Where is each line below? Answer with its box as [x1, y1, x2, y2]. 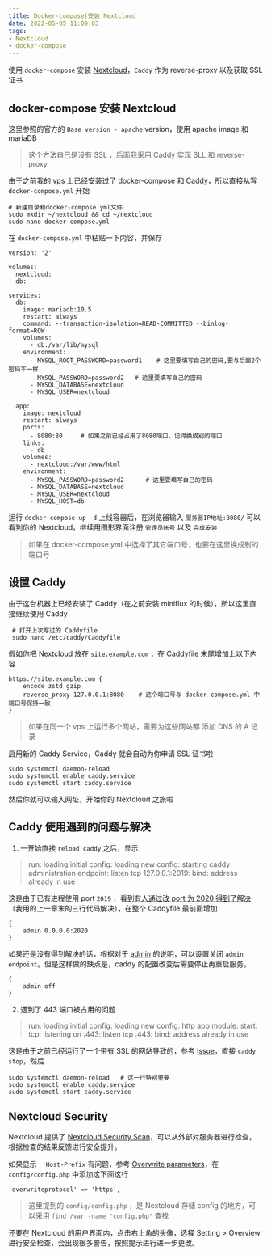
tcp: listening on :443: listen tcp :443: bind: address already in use [27, 1029, 249, 1039]
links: [23, 438, 45, 447]
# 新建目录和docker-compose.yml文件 [8, 203, 123, 211]
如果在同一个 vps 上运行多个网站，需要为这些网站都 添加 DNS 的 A [27, 721, 249, 731]
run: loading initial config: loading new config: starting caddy [27, 859, 231, 869]
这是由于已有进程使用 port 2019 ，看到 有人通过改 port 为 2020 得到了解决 [8, 893, 252, 902]
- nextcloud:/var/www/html [29, 460, 121, 468]
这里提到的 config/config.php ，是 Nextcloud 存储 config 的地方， [27, 1201, 249, 1211]
